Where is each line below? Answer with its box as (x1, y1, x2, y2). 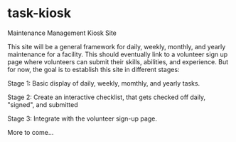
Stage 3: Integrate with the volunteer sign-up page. (7, 114, 158, 123)
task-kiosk (7, 5, 71, 21)
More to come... (7, 128, 54, 136)
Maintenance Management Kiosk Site (7, 29, 117, 37)
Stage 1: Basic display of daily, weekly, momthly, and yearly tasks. (7, 78, 200, 87)
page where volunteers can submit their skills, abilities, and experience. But (7, 57, 229, 66)
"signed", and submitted (7, 100, 78, 108)
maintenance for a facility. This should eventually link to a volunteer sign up (7, 50, 228, 59)
